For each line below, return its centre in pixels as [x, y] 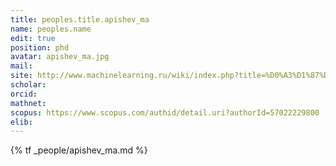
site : [21, 76]
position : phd [40, 47]
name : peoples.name [51, 29]
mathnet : [28, 103]
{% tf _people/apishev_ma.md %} [79, 150]
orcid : [24, 94]
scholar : [28, 85]
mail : [21, 66]
